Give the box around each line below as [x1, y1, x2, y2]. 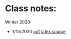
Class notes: [5, 3, 57, 14]
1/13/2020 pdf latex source [12, 28, 66, 34]
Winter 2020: [5, 19, 32, 25]
